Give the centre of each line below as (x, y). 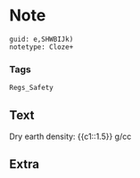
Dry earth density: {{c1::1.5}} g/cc (70, 137)
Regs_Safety (31, 88)
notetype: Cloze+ (41, 47)
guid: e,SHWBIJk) (41, 39)
